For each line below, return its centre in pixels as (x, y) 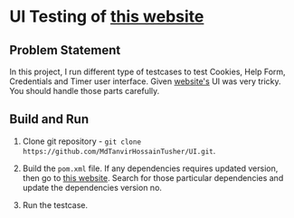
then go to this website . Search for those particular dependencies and (153, 177)
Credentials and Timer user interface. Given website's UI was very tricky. (146, 81)
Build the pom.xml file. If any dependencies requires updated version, (150, 168)
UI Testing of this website (107, 17)
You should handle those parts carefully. (85, 91)
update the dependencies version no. (92, 187)
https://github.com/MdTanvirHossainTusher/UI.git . (119, 150)
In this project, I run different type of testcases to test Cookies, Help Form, (148, 71)
